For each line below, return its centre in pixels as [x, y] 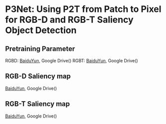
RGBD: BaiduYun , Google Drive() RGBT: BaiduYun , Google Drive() [72, 61]
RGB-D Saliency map [38, 76]
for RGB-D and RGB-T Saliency [69, 20]
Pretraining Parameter [40, 49]
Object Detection [41, 30]
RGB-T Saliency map [38, 104]
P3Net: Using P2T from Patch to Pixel [83, 9]
